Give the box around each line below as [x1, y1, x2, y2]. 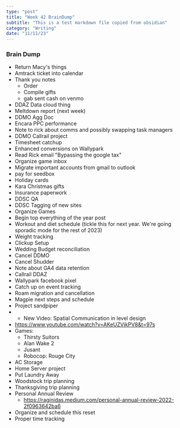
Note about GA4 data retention [14, 264, 90, 272]
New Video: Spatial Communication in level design [23, 314, 146, 322]
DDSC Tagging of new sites [14, 202, 82, 209]
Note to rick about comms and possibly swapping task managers [14, 127, 173, 134]
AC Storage [14, 359, 43, 366]
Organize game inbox [14, 158, 67, 165]
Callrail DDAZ [14, 271, 47, 278]
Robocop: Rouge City [23, 352, 76, 359]
